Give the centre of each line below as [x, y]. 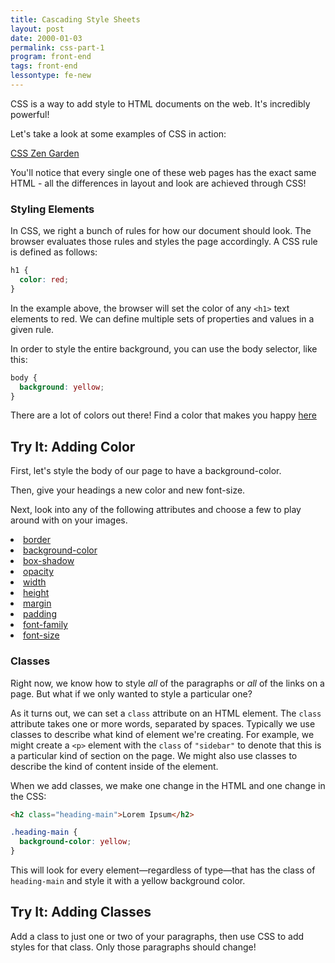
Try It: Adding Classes [81, 912]
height [36, 593]
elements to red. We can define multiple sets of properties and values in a [162, 318]
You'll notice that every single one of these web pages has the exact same [163, 172]
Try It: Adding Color [73, 446]
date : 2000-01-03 [46, 38]
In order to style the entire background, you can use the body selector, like [164, 348]
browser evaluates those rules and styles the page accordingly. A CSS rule [164, 242]
